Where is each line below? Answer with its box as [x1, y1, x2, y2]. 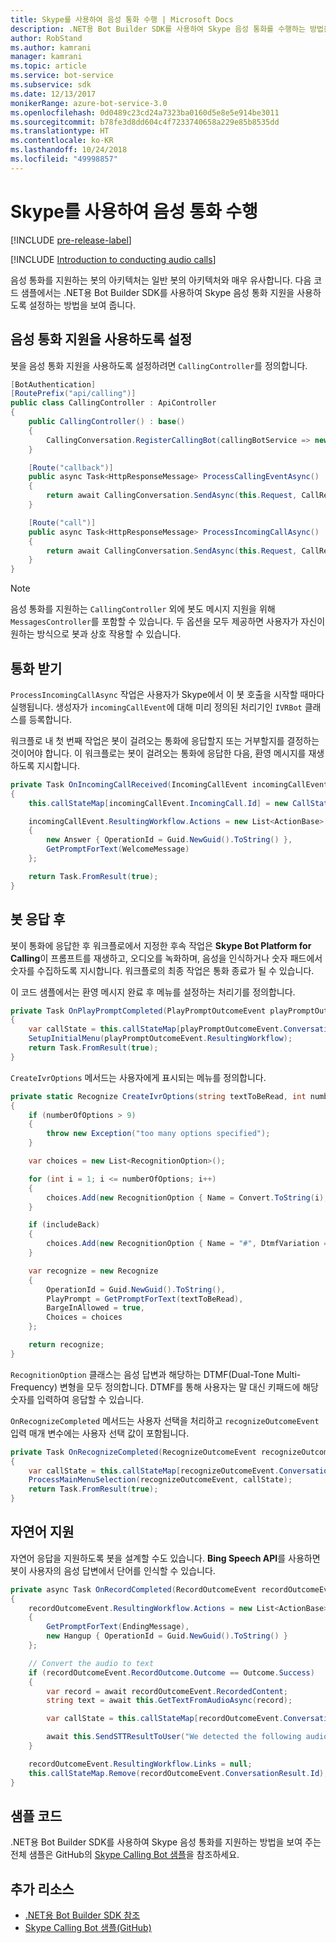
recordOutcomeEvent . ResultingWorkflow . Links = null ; [28, 1759, 253, 1769]
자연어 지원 [10, 1524, 75, 1541]
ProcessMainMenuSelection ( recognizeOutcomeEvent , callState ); [28, 1475, 293, 1485]
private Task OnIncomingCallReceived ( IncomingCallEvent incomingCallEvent [10, 779, 329, 790]
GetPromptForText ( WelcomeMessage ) [46, 844, 190, 855]
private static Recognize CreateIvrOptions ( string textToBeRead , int [10, 1091, 307, 1101]
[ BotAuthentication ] [10, 379, 97, 390]
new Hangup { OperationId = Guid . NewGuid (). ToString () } [46, 1631, 288, 1641]
